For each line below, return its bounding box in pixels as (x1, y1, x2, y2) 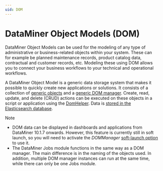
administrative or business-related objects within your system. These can (5, 49, 152, 55)
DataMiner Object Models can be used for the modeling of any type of (5, 44, 146, 50)
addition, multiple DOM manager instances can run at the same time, (12, 155, 150, 161)
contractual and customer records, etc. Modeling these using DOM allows (5, 59, 153, 66)
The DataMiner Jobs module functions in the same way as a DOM (12, 145, 144, 151)
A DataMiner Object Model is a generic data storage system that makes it (5, 79, 152, 85)
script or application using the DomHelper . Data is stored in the (5, 100, 131, 106)
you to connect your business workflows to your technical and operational (5, 65, 154, 71)
